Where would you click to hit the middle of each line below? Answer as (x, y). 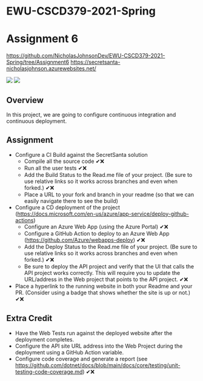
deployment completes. (45, 339)
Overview (25, 100)
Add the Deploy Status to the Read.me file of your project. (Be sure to (111, 247)
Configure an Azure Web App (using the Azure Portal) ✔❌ (96, 227)
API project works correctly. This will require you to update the (102, 273)
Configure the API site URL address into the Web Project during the (99, 346)
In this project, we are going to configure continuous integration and (91, 114)
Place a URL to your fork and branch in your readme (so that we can (109, 194)
